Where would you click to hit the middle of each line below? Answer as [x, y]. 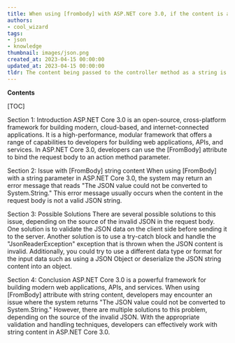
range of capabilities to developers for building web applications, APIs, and [115, 142]
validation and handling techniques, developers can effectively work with [113, 324]
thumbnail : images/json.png [48, 53]
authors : [20, 20]
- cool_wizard [28, 27]
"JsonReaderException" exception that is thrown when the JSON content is [115, 243]
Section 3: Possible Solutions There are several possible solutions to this [112, 214]
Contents [21, 93]
